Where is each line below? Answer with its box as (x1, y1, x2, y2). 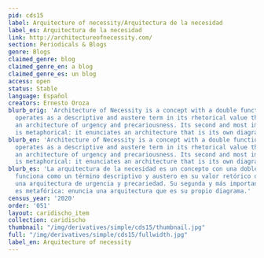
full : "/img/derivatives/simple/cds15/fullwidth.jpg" (8, 231, 189, 239)
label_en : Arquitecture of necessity (8, 238, 132, 246)
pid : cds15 (8, 11, 44, 20)
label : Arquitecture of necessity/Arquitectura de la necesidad (8, 19, 223, 27)
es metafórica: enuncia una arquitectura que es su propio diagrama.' (15, 186, 251, 195)
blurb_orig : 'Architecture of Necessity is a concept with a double (8, 107, 237, 115)
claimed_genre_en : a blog (8, 63, 93, 71)
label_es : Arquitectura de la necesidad (8, 26, 143, 34)
